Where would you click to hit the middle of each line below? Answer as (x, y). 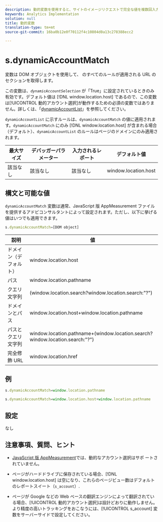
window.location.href (53, 356)
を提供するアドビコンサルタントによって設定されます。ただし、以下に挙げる (81, 212)
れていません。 (27, 463)
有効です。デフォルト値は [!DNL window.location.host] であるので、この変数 (81, 97)
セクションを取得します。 (30, 80)
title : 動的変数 (20, 23)
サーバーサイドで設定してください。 (57, 514)
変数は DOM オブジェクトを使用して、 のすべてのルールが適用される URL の (81, 74)
